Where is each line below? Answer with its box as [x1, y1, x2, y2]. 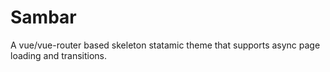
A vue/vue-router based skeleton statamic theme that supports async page [10, 39, 321, 51]
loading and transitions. [10, 49, 108, 61]
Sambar [10, 6, 77, 29]
